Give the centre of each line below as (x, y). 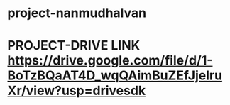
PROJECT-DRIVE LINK (74, 46)
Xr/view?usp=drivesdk (77, 91)
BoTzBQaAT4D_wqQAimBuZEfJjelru (115, 76)
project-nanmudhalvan (77, 13)
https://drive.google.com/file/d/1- (110, 61)
